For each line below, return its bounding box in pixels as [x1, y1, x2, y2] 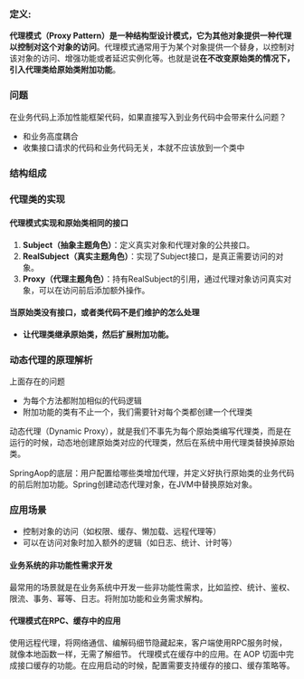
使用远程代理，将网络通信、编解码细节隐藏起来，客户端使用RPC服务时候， [9, 636, 288, 648]
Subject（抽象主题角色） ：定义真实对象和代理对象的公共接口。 [22, 239, 255, 250]
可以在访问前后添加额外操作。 [38, 284, 150, 295]
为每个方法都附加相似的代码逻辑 [22, 396, 142, 406]
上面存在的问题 [9, 376, 65, 387]
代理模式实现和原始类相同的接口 [9, 217, 128, 228]
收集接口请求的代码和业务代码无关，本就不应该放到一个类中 [22, 142, 245, 153]
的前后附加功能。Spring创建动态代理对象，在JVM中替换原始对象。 [9, 479, 258, 490]
